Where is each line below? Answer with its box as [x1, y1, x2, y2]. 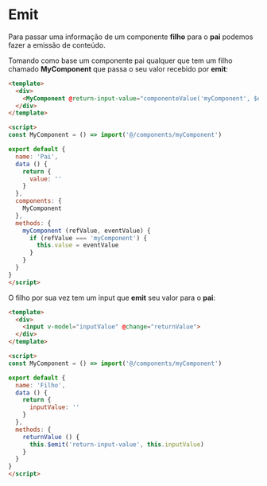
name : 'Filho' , [15, 381, 66, 389]
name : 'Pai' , [15, 153, 59, 161]
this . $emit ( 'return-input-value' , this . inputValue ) [29, 440, 204, 449]
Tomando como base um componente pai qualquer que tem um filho [8, 56, 233, 65]
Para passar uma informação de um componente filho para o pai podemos [8, 32, 253, 41]
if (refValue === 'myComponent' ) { [29, 234, 148, 242]
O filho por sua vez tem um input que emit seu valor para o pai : [8, 293, 216, 302]
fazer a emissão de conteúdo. [8, 40, 106, 49]
